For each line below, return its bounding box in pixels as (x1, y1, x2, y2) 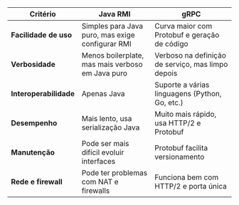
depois (154, 68, 178, 78)
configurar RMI (81, 39, 132, 48)
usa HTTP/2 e (154, 118, 201, 127)
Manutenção (11, 147, 55, 157)
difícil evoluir (81, 147, 124, 157)
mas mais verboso (81, 60, 143, 69)
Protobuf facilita (154, 143, 208, 152)
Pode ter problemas (81, 168, 148, 177)
